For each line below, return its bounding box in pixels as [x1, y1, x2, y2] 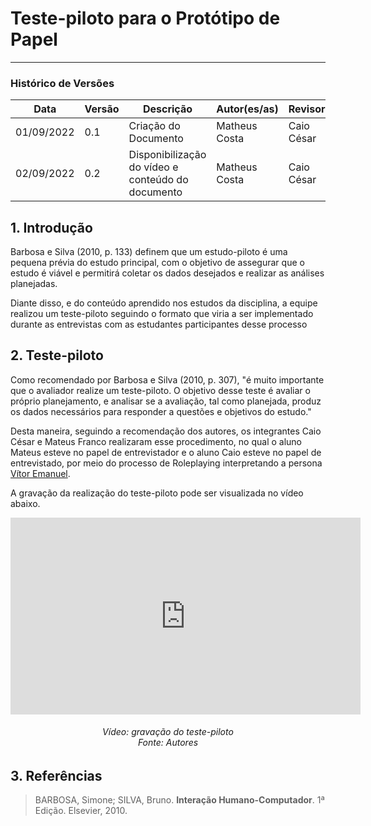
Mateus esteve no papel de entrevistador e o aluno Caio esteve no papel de [10, 446, 322, 458]
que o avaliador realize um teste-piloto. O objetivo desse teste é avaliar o [10, 384, 311, 396]
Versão [84, 102, 120, 116]
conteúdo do [128, 173, 189, 187]
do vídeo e [128, 160, 179, 174]
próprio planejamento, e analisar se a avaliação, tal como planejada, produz [10, 395, 322, 407]
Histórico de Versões [10, 76, 115, 90]
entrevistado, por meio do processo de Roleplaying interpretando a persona [10, 457, 323, 469]
